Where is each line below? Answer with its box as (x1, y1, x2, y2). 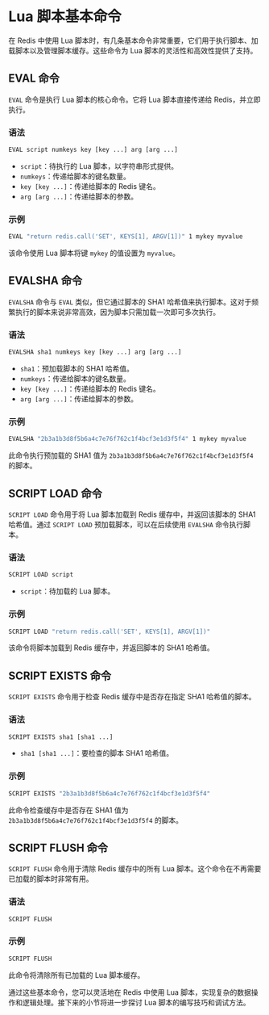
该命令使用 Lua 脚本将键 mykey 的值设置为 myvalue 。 (8, 248, 180, 258)
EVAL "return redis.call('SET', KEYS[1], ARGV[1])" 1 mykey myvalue (8, 233, 243, 241)
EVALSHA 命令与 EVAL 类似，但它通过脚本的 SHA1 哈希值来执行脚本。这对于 (8, 296, 252, 307)
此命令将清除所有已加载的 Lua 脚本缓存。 (8, 970, 145, 979)
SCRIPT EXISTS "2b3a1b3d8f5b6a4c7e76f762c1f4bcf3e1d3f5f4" (8, 789, 211, 798)
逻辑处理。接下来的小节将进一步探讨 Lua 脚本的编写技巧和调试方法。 (22, 997, 250, 1007)
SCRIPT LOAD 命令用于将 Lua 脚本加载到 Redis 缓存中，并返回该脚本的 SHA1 (8, 510, 256, 519)
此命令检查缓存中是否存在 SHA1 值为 (8, 805, 129, 815)
